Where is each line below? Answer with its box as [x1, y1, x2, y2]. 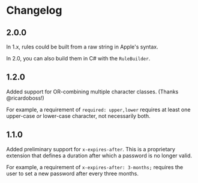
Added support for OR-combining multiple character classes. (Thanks [6, 88, 179, 95]
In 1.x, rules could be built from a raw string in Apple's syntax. [6, 43, 159, 50]
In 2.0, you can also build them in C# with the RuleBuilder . [6, 55, 151, 62]
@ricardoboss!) [6, 94, 45, 102]
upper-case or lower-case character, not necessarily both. [6, 112, 151, 120]
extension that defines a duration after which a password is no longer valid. [6, 152, 193, 159]
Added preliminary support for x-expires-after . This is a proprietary [6, 145, 176, 152]
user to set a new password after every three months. [6, 170, 139, 177]
